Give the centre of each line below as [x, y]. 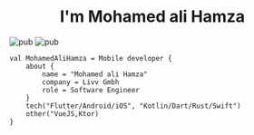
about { [40, 66]
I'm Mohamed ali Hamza [152, 17]
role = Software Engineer [91, 90]
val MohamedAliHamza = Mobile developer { [91, 58]
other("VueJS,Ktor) [63, 114]
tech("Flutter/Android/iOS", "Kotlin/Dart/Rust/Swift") [134, 106]
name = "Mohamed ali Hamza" [95, 74]
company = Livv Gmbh [81, 82]
